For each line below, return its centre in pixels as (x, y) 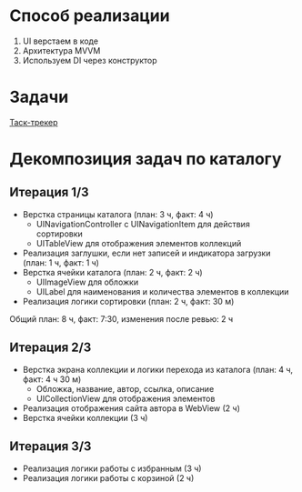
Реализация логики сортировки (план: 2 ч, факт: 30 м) (128, 301)
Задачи (39, 97)
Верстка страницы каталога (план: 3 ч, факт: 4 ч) (118, 214)
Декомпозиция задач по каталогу (146, 159)
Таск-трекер (34, 122)
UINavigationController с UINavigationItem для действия (143, 224)
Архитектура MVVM (61, 50)
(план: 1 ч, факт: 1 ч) (61, 262)
